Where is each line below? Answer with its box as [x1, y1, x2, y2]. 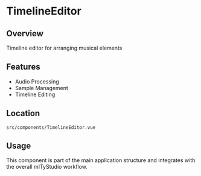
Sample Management [14, 84, 68, 91]
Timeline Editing [14, 91, 56, 98]
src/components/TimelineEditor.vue [6, 124, 96, 131]
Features [6, 62, 40, 72]
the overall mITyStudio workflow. [6, 163, 88, 171]
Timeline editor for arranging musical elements [6, 44, 123, 51]
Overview [6, 28, 44, 39]
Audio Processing [14, 77, 59, 85]
